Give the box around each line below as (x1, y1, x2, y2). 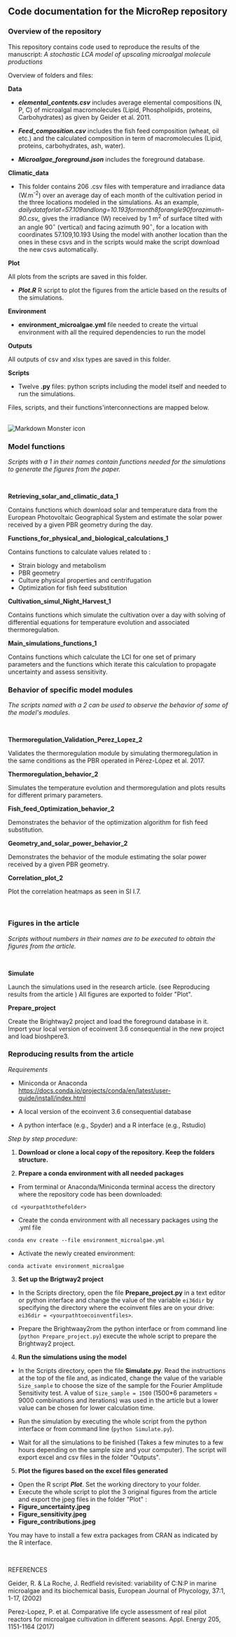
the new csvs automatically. (18, 245, 99, 253)
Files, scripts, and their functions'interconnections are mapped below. (8, 403, 209, 412)
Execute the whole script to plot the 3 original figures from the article (18, 1487, 217, 1496)
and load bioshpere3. (8, 1032, 69, 1040)
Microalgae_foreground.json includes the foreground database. (18, 155, 205, 163)
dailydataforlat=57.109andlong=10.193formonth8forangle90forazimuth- (18, 206, 225, 214)
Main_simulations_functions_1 (8, 639, 97, 647)
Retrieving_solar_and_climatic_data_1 (8, 492, 118, 500)
